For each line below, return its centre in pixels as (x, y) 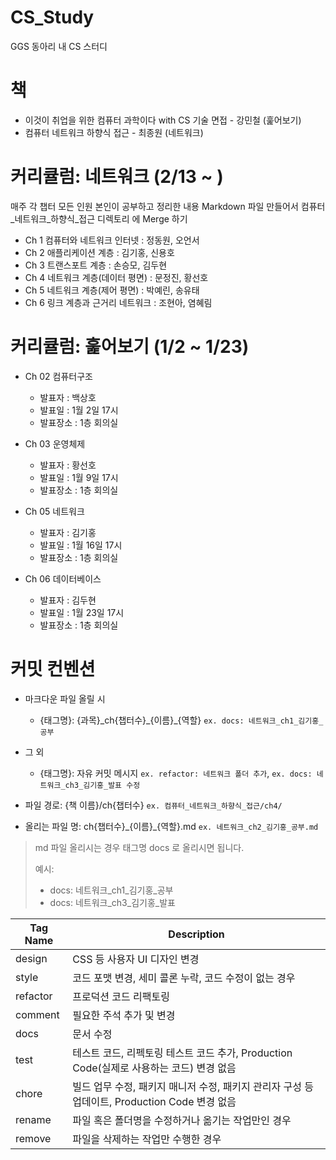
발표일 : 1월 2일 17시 (79, 410)
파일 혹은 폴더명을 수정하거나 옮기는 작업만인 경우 (182, 1120)
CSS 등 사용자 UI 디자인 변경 (136, 959)
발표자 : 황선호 (68, 465)
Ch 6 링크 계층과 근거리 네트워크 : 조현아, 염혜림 (118, 302)
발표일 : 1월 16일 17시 (81, 545)
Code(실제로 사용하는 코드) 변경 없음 (154, 1068)
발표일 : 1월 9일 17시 (79, 477)
